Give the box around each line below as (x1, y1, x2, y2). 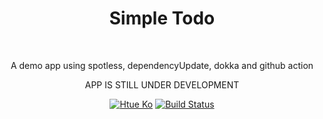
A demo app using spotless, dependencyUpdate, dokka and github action (10, 59, 314, 71)
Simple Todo (108, 7, 216, 30)
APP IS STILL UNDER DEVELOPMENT (84, 78, 240, 91)
